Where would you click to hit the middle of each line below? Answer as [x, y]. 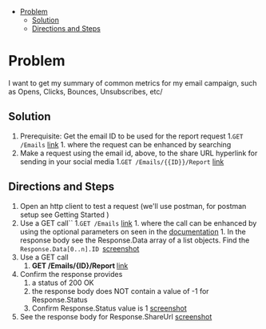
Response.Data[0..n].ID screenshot [79, 248]
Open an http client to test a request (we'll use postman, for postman [133, 206]
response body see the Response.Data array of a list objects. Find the [135, 240]
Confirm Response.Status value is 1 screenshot [109, 308]
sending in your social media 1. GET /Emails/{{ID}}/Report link [122, 161]
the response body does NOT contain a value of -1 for [120, 291]
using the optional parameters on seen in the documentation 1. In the [133, 231]
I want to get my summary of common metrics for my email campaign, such [133, 82]
